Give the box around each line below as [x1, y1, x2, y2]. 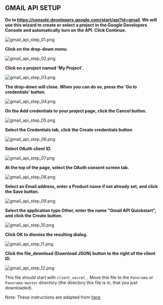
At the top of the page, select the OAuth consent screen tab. [5, 164, 129, 170]
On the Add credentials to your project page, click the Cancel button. [5, 108, 147, 114]
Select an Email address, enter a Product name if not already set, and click [5, 183, 158, 189]
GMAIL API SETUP [5, 4, 61, 12]
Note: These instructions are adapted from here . [5, 294, 102, 300]
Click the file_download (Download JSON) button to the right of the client [5, 250, 156, 256]
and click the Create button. [5, 212, 63, 218]
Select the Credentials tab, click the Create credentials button [5, 127, 133, 133]
